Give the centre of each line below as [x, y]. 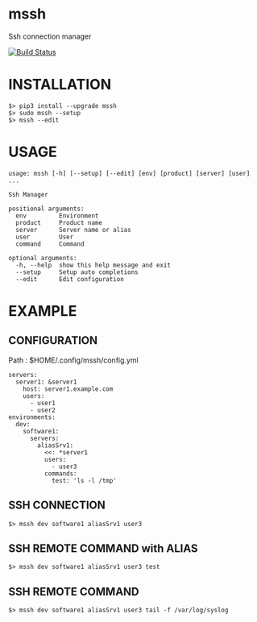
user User [45, 237]
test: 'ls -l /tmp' [84, 480]
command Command [50, 244]
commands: [61, 473]
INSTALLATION [60, 85]
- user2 [43, 410]
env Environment [57, 216]
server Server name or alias [73, 230]
